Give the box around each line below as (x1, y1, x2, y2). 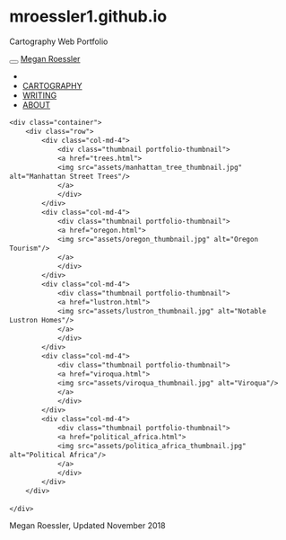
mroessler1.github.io (9, 6, 168, 27)
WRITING (22, 90, 57, 101)
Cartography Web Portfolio (9, 36, 108, 47)
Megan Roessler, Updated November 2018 (9, 519, 166, 531)
